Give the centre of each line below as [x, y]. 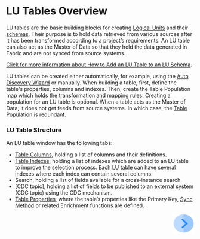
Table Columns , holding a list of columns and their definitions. [91, 155]
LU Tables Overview [57, 11]
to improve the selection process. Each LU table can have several [95, 167]
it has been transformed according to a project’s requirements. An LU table [98, 40]
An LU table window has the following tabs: [59, 143]
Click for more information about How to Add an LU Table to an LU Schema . [99, 65]
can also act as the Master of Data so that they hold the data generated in [97, 47]
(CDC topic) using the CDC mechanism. [64, 193]
